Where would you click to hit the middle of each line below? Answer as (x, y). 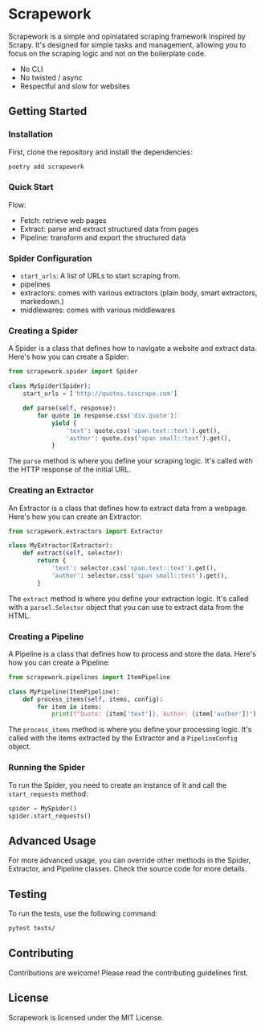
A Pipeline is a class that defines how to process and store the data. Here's (132, 653)
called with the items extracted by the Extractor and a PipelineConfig (123, 738)
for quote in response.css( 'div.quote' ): (108, 415)
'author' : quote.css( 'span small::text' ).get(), (148, 438)
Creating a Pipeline (46, 637)
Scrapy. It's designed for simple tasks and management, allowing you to (127, 44)
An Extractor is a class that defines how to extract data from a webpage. (128, 508)
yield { (64, 423)
